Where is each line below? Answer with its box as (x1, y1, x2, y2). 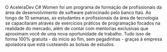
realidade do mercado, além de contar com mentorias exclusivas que (5, 25, 148, 31)
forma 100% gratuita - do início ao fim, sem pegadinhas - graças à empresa (5, 36, 162, 42)
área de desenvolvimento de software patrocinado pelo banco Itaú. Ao (5, 9, 152, 15)
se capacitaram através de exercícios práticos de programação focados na (5, 20, 161, 26)
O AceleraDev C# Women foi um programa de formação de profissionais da (5, 4, 162, 10)
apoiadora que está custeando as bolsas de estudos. (5, 41, 115, 47)
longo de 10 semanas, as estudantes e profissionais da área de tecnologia (5, 15, 158, 20)
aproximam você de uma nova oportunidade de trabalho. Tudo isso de (5, 31, 151, 36)
